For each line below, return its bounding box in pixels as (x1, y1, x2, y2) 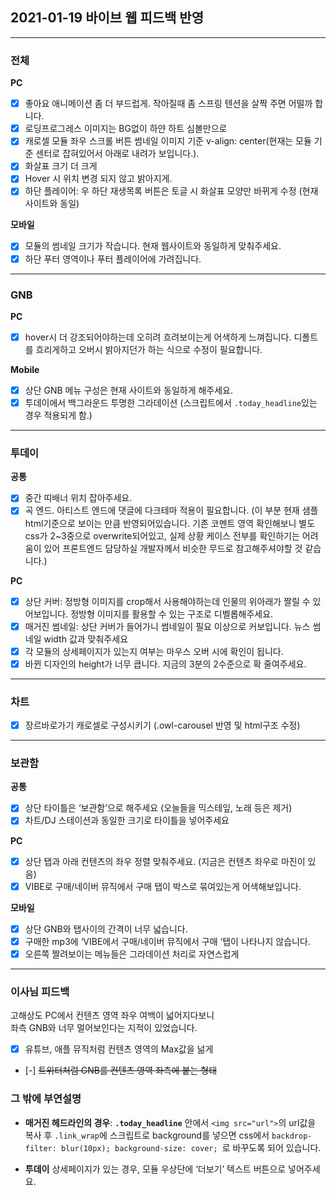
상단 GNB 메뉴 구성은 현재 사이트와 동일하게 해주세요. (24, 384, 234, 396)
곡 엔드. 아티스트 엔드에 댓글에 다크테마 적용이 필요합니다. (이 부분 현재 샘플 (24, 504, 319, 517)
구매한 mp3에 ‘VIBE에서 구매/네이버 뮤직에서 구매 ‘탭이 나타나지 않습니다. (24, 935, 311, 947)
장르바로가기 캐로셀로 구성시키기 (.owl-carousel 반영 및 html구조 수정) (24, 719, 301, 732)
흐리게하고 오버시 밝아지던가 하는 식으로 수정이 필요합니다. (35, 343, 263, 355)
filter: (24, 1143, 57, 1153)
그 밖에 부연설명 (10, 1092, 82, 1106)
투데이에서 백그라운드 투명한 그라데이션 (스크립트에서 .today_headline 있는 (24, 397, 318, 409)
